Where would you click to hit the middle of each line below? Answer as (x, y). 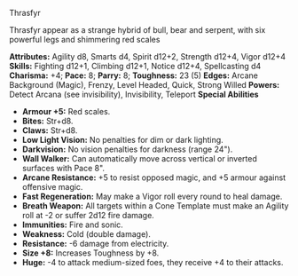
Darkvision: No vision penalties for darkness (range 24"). (127, 149)
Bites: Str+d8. (47, 121)
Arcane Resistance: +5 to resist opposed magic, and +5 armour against (154, 177)
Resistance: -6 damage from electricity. (95, 244)
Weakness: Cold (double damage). (86, 234)
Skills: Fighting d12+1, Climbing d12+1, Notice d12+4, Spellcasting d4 (135, 66)
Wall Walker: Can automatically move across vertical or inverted (139, 158)
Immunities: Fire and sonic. (73, 225)
